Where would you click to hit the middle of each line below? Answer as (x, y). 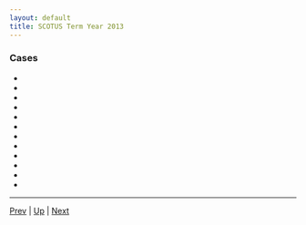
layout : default (40, 18)
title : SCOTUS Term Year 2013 (67, 26)
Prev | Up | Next (40, 210)
